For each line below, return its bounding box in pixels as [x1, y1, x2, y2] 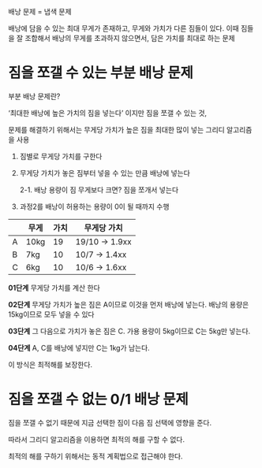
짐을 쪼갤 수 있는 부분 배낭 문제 [8, 64, 193, 82]
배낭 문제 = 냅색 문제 [8, 7, 73, 16]
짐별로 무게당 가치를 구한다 [19, 151, 103, 161]
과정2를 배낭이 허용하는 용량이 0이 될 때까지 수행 [19, 202, 170, 211]
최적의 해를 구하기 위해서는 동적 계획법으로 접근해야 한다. [8, 451, 183, 461]
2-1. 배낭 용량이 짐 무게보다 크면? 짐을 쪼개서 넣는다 [19, 184, 179, 195]
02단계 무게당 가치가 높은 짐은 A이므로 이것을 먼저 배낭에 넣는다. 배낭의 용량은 [8, 299, 249, 309]
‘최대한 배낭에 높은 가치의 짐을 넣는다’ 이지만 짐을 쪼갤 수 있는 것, [8, 108, 208, 117]
